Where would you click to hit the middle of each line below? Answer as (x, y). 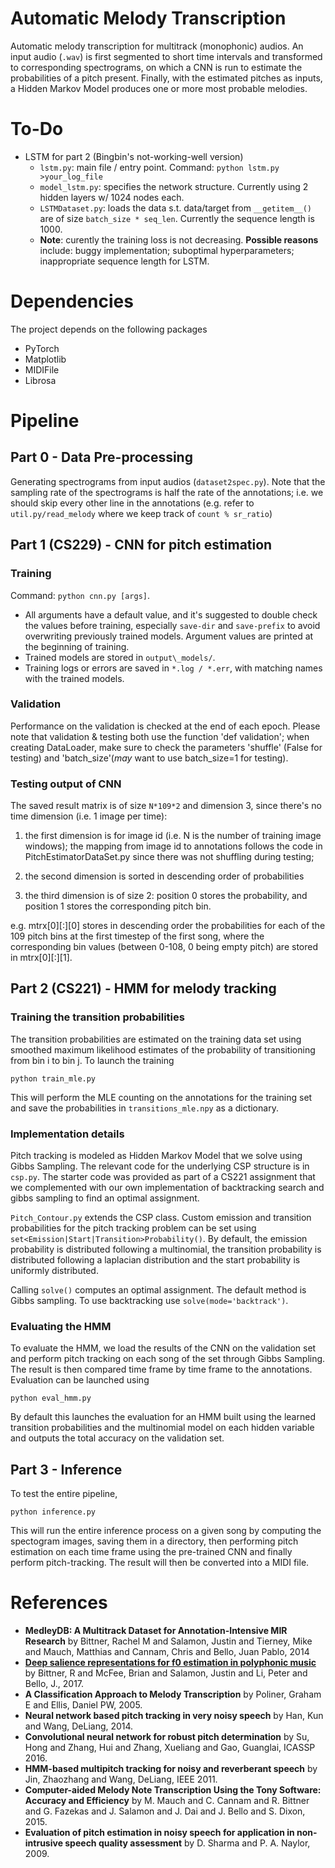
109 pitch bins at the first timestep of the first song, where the (137, 936)
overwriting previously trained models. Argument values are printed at (169, 636)
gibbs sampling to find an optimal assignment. (105, 1198)
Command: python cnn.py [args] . (80, 595)
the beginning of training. (77, 646)
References (59, 1603)
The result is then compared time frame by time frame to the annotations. (161, 1369)
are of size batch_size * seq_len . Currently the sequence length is (177, 218)
